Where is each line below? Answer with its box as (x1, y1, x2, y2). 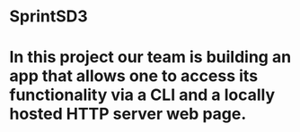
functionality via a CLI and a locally (9, 85, 276, 105)
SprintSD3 (9, 6, 88, 27)
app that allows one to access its (9, 66, 259, 87)
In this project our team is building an (9, 47, 292, 68)
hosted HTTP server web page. (9, 104, 247, 124)
